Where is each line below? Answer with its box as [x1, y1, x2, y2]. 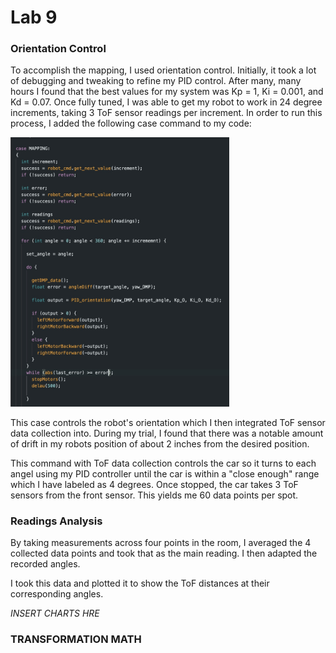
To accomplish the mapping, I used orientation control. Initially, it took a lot [10, 64, 317, 76]
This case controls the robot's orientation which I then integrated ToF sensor [10, 416, 326, 428]
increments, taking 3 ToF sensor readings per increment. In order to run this [10, 107, 323, 119]
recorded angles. [10, 558, 81, 570]
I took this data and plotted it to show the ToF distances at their [10, 577, 270, 590]
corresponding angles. [10, 588, 104, 600]
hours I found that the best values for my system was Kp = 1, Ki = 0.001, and [10, 86, 324, 98]
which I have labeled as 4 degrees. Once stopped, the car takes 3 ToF [10, 478, 299, 490]
